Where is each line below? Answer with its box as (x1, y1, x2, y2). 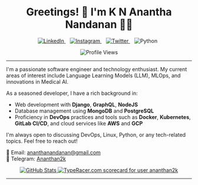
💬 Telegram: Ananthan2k (6, 155, 67, 162)
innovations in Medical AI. (6, 78, 69, 85)
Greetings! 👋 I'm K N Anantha (26, 5, 172, 19)
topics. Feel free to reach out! (6, 137, 78, 144)
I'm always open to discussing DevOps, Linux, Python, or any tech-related (6, 131, 186, 138)
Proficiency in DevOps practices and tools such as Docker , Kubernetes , (14, 113, 191, 120)
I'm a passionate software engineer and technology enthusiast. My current (6, 65, 187, 72)
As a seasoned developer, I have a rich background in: (6, 90, 138, 97)
